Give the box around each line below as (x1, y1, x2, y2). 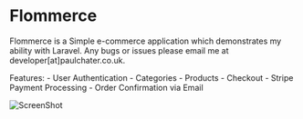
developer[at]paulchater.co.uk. (9, 55, 126, 65)
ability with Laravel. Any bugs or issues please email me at (9, 45, 229, 55)
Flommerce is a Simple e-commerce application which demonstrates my (9, 35, 282, 46)
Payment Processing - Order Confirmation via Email (9, 82, 204, 93)
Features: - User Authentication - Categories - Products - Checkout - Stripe (9, 72, 294, 83)
